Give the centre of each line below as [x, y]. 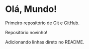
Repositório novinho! [26, 32]
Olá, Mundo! [31, 9]
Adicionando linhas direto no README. [45, 42]
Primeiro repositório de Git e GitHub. [42, 23]
